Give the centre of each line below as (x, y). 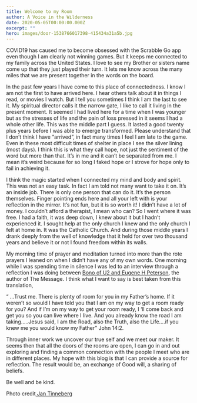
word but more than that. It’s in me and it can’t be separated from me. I (91, 156)
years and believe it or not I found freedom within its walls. (77, 243)
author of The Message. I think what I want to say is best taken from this (94, 279)
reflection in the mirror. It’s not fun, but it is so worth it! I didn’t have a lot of (96, 205)
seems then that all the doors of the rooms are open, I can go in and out (93, 346)
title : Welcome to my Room (39, 12)
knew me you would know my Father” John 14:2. (65, 328)
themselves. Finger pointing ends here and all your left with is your (87, 199)
